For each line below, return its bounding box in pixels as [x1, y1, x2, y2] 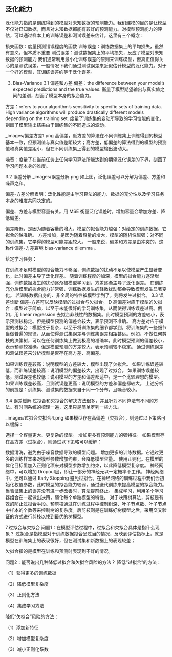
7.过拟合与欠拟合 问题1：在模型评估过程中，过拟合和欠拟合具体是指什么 [5, 524, 155, 530]
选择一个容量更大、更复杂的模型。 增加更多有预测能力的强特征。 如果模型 [5, 432, 160, 438]
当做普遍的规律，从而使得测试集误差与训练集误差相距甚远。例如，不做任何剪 [5, 330, 167, 337]
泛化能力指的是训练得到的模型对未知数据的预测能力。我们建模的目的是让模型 [5, 19, 167, 26]
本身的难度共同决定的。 [5, 197, 55, 204]
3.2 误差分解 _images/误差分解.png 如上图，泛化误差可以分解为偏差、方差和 [5, 173, 165, 180]
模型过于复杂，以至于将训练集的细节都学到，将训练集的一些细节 [32, 324, 167, 330]
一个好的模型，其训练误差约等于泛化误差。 [5, 69, 95, 75]
